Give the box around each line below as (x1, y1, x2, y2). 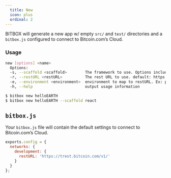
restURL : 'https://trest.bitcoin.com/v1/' (18, 154, 110, 159)
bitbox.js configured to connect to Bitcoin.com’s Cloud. (5, 36, 123, 42)
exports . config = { (5, 139, 47, 145)
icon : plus (10, 12, 33, 17)
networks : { (10, 144, 36, 150)
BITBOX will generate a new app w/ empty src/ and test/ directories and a (5, 31, 163, 37)
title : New (10, 7, 33, 13)
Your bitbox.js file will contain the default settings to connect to (5, 124, 140, 130)
